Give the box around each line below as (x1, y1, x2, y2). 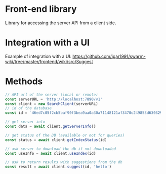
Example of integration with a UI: (5, 53, 72, 59)
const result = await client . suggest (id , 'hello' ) (5, 164, 112, 170)
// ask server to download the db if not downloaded (5, 146, 116, 151)
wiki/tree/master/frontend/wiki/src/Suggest (5, 58, 93, 65)
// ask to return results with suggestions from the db (5, 160, 123, 165)
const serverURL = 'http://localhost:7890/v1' (5, 97, 103, 102)
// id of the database (5, 106, 52, 111)
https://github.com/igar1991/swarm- (72, 53, 146, 59)
